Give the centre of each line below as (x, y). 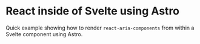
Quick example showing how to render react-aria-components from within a (100, 28)
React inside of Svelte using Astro (93, 11)
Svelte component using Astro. (44, 34)
